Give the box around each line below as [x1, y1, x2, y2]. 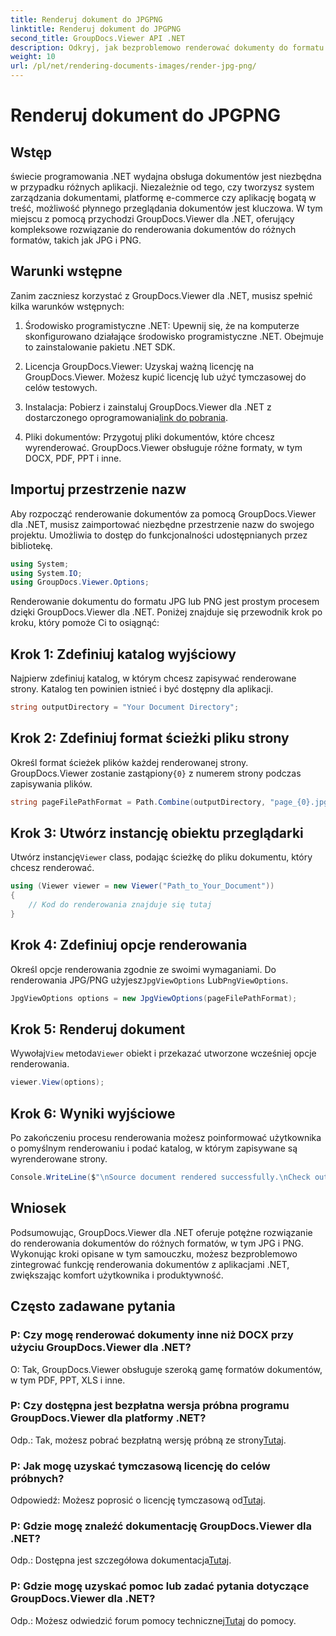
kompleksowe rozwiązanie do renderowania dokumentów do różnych [10, 224, 297, 235]
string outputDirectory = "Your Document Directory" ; [10, 702, 240, 713]
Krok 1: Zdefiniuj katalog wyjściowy [10, 646, 237, 663]
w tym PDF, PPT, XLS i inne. [10, 1374, 126, 1386]
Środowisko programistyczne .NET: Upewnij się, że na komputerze [24, 319, 300, 331]
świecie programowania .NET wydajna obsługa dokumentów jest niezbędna [10, 171, 322, 182]
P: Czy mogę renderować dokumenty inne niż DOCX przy [10, 1328, 294, 1342]
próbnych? [10, 1471, 65, 1485]
